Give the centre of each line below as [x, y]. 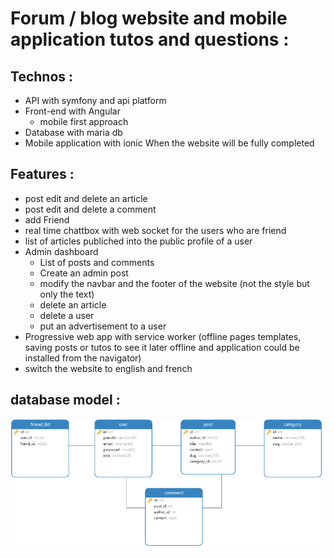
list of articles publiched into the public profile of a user [138, 241]
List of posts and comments [97, 262]
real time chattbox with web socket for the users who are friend [155, 230]
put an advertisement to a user [103, 326]
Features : [42, 174]
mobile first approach [84, 121]
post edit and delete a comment [90, 209]
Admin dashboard [61, 251]
